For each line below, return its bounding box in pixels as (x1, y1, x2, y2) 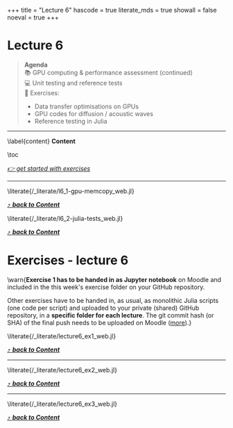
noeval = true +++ (7, 13, 59, 22)
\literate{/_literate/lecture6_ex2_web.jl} (7, 365, 118, 374)
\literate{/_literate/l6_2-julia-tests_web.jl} (7, 214, 123, 222)
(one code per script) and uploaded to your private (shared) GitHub (7, 304, 200, 312)
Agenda (24, 60, 48, 69)
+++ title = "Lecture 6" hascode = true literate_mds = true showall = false (7, 6, 217, 14)
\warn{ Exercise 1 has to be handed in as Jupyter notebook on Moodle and (7, 275, 222, 283)
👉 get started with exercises (7, 164, 91, 172)
